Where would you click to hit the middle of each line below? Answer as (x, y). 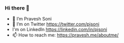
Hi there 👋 (17, 8)
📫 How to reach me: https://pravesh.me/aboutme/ (65, 35)
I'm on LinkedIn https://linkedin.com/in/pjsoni (60, 29)
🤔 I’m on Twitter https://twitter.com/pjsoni (56, 24)
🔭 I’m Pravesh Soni (32, 19)
